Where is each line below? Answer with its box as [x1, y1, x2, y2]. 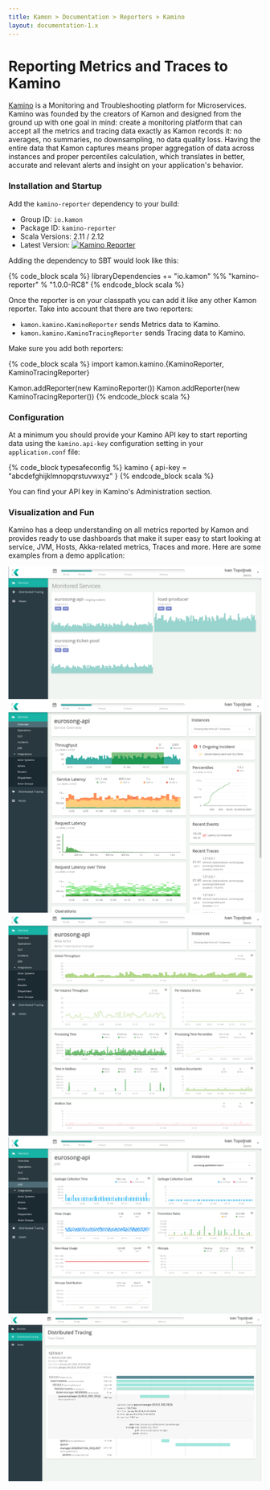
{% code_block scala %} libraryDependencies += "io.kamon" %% [8, 271, 227, 280]
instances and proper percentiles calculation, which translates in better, [8, 152, 245, 162]
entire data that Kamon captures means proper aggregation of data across [8, 143, 255, 153]
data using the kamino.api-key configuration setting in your [8, 439, 203, 448]
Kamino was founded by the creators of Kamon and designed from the [8, 109, 242, 119]
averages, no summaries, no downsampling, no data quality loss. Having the [8, 135, 261, 145]
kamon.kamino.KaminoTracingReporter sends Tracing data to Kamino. [19, 328, 246, 338]
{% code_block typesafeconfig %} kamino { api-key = [8, 463, 187, 473]
